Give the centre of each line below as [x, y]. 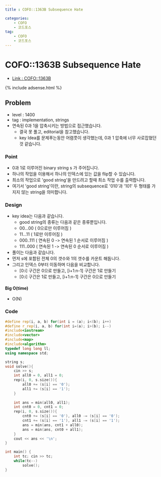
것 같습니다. [30, 144]
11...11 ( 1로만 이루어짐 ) [41, 234]
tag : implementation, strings [40, 120]
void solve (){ [19, 366]
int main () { [18, 452]
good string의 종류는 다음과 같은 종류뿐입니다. [63, 222]
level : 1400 [23, 115]
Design [14, 205]
